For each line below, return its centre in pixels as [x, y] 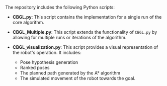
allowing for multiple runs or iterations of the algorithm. [69, 37]
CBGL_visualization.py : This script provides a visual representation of [85, 47]
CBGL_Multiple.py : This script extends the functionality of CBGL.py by [85, 32]
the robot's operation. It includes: [47, 53]
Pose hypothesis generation [49, 62]
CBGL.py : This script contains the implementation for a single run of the [87, 17]
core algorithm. [28, 22]
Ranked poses [35, 68]
